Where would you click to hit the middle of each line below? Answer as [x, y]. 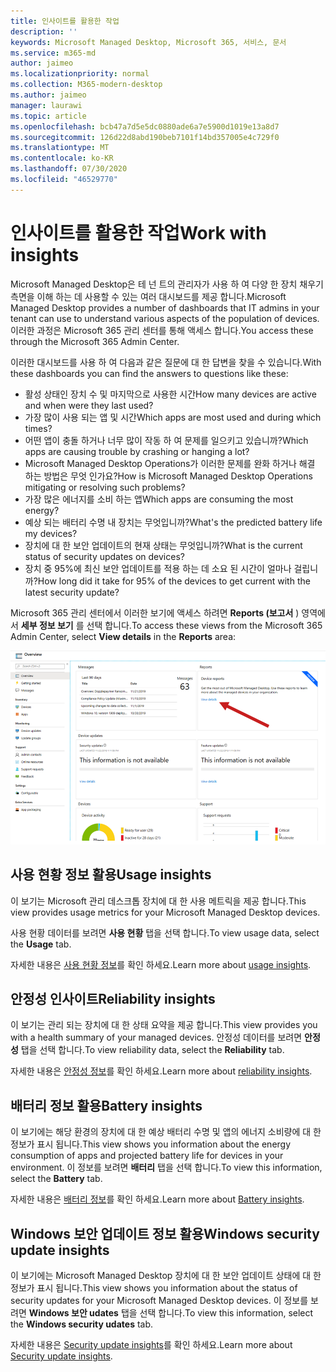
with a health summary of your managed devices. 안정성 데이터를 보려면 [156, 1037]
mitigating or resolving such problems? [105, 487]
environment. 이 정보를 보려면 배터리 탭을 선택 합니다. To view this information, [166, 1167]
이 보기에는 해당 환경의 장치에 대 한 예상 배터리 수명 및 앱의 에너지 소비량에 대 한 [166, 1132]
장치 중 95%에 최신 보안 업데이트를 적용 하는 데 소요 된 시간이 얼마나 [158, 568]
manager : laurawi [46, 105]
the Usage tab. [41, 944]
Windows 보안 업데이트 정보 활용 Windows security [165, 1233]
